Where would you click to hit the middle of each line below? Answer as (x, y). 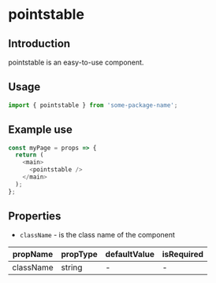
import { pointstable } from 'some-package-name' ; (93, 105)
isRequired (182, 255)
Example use (41, 130)
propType (80, 255)
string (72, 267)
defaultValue (130, 255)
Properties (35, 217)
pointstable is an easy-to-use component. (76, 62)
